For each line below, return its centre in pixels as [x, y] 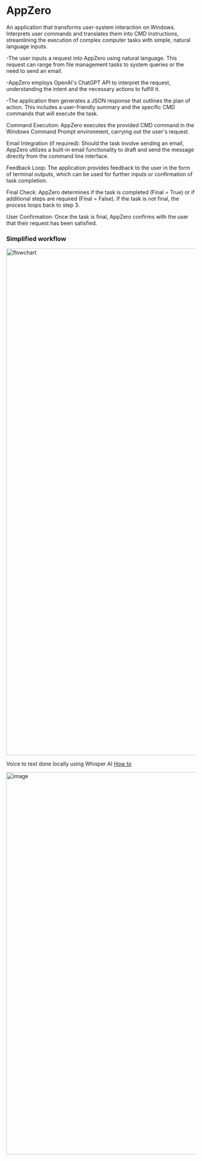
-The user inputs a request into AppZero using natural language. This [92, 58]
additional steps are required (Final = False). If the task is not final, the [93, 198]
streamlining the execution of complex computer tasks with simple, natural [98, 40]
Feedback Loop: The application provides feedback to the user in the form [98, 168]
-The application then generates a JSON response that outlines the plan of [98, 101]
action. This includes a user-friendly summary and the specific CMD [91, 107]
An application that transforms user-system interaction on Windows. [91, 27]
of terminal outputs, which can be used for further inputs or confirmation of [99, 174]
